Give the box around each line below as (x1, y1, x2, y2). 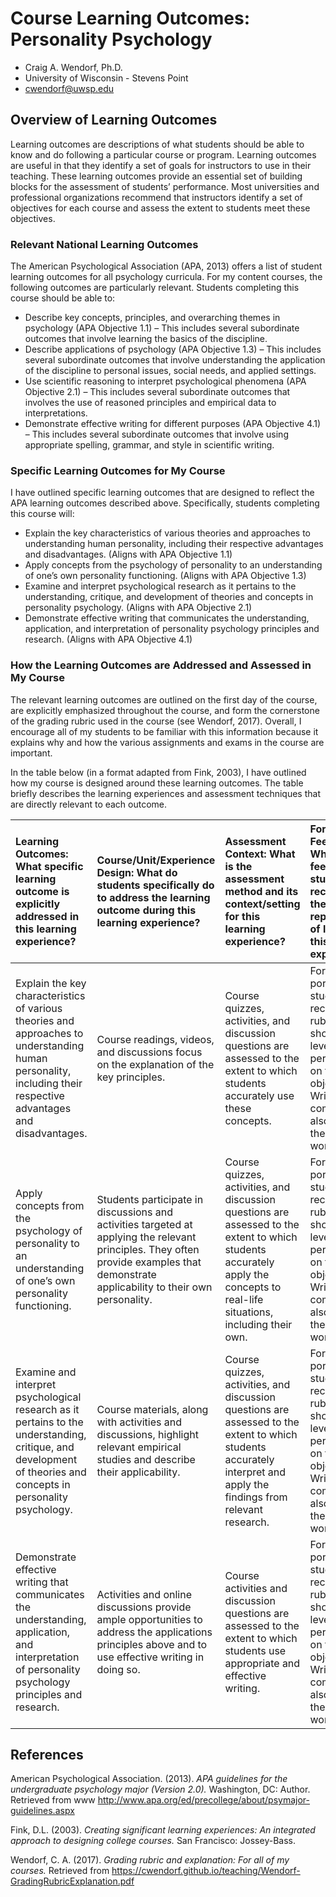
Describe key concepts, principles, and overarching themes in (24, 312, 281, 324)
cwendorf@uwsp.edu (24, 82, 115, 94)
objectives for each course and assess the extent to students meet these (10, 202, 311, 214)
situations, (224, 1305, 274, 1319)
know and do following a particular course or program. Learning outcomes (10, 148, 317, 161)
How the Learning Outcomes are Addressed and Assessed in (10, 658, 312, 672)
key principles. (96, 1070, 166, 1084)
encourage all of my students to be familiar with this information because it (10, 725, 319, 737)
